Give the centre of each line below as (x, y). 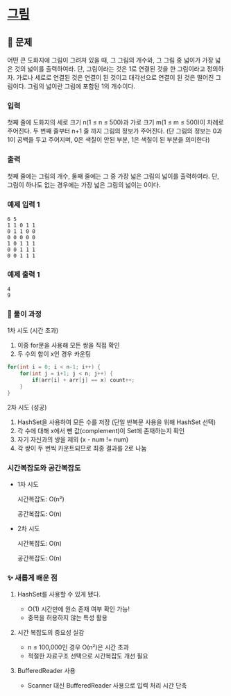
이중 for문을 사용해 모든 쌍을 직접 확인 (68, 346)
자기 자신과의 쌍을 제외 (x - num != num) (73, 439)
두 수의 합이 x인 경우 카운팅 (54, 354)
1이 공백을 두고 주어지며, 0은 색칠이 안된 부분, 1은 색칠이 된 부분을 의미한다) (109, 140)
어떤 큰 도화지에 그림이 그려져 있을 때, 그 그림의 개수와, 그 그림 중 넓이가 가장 (110, 60)
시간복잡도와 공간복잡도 (44, 468)
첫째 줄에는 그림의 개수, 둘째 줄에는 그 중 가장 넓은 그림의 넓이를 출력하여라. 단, (113, 176)
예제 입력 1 (24, 204)
